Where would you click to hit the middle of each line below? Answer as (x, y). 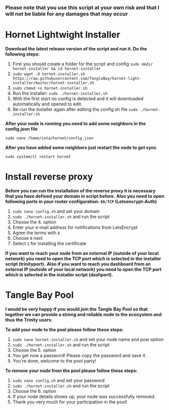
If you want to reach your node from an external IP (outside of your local (82, 253)
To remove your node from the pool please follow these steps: (71, 371)
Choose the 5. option (34, 350)
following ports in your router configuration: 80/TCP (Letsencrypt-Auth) (81, 201)
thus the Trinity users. (29, 320)
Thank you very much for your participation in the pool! (70, 402)
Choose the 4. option (34, 222)
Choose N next (27, 238)
